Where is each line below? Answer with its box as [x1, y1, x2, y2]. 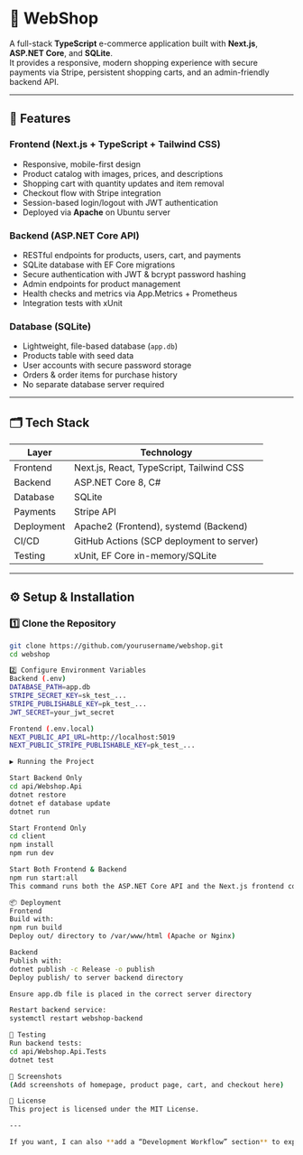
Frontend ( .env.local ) [9, 724, 95, 733]
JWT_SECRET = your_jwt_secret [9, 708, 115, 717]
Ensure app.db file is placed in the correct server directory [9, 989, 252, 999]
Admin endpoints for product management [22, 278, 181, 289]
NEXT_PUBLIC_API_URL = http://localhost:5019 [9, 732, 176, 741]
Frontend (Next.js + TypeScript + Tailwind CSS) [9, 138, 221, 151]
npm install [9, 840, 54, 850]
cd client [9, 832, 47, 841]
